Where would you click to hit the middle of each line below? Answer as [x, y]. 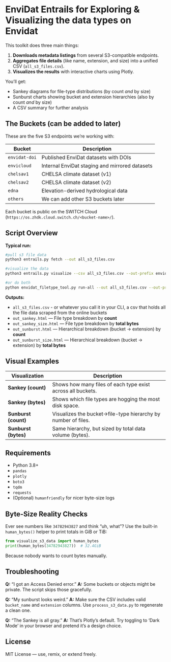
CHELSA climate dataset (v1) [76, 174]
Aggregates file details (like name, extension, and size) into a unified [85, 60]
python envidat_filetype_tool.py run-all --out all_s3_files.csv [76, 288]
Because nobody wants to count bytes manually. [56, 556]
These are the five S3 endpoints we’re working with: [60, 136]
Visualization [27, 376]
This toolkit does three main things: [42, 45]
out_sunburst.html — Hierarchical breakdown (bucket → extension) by [87, 329]
